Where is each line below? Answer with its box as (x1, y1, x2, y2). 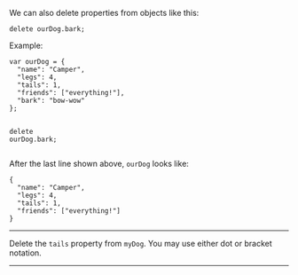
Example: (9, 40, 43, 51)
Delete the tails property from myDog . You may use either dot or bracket (9, 239, 272, 248)
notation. (9, 247, 42, 258)
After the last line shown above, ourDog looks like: (9, 159, 189, 169)
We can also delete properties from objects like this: (9, 8, 200, 18)
